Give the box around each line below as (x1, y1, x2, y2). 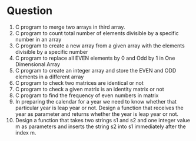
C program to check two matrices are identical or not (15, 79, 144, 86)
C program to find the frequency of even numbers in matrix (15, 92, 159, 99)
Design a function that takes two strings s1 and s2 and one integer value (15, 116, 191, 123)
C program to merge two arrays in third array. (15, 23, 125, 30)
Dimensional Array (15, 60, 61, 68)
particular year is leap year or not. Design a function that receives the (15, 104, 184, 111)
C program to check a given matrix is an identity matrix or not (15, 85, 164, 92)
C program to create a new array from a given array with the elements (15, 42, 185, 49)
